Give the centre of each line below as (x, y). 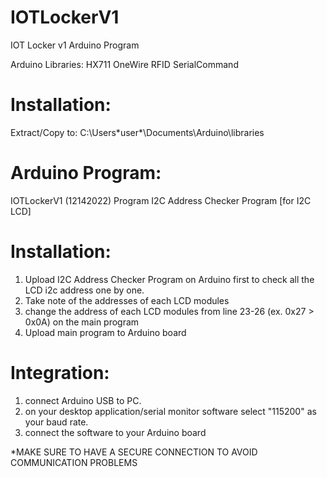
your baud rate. (56, 422)
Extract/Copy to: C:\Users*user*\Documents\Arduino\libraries (137, 132)
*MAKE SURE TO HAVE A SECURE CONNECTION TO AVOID (134, 452)
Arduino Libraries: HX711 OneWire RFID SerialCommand (124, 64)
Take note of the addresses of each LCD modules (127, 300)
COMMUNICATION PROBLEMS (74, 462)
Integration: (60, 372)
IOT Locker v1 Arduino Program (75, 45)
